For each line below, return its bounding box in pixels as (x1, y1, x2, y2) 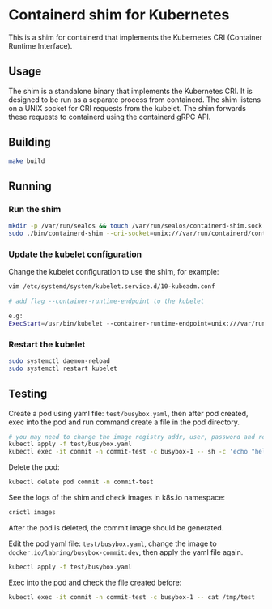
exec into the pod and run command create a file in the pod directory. (8, 417, 240, 427)
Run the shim (8, 203, 62, 215)
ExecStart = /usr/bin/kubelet (8, 319, 104, 327)
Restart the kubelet (8, 339, 86, 350)
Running (8, 179, 53, 193)
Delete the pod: (8, 462, 60, 472)
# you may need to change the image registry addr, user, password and (8, 432, 255, 441)
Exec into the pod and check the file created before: (8, 577, 182, 587)
